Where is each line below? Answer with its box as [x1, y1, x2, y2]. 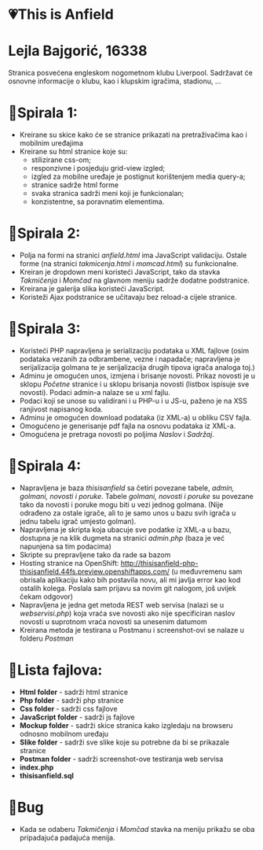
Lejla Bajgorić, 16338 [8, 42, 148, 60]
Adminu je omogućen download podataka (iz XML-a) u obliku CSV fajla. [19, 412, 252, 422]
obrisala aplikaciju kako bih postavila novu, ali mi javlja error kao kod [19, 575, 241, 584]
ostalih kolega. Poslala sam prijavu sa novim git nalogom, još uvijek [19, 583, 237, 593]
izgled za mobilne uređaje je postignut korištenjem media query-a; [31, 172, 246, 182]
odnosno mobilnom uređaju [19, 729, 108, 738]
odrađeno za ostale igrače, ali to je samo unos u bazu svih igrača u [19, 508, 236, 517]
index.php [19, 762, 54, 772]
